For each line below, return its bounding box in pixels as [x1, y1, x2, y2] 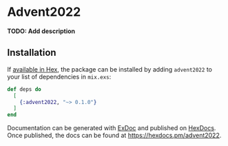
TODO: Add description [7, 27, 76, 35]
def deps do [7, 85, 41, 93]
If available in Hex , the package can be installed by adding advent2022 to [7, 65, 212, 73]
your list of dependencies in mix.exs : [7, 72, 112, 81]
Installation [7, 47, 56, 59]
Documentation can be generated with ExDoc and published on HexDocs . [7, 124, 216, 132]
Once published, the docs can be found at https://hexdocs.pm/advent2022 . [7, 132, 222, 140]
